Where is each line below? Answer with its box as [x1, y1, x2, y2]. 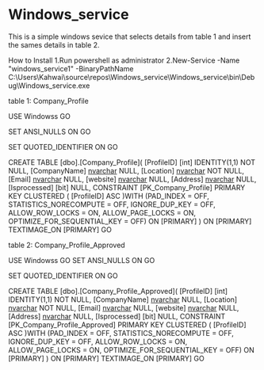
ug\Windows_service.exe [8, 81, 90, 90]
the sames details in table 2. [8, 40, 101, 49]
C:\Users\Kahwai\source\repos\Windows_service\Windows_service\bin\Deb [8, 72, 255, 82]
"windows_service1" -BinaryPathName [8, 63, 134, 73]
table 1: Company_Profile [8, 96, 89, 105]
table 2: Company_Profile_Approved [8, 240, 125, 250]
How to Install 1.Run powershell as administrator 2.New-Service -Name [8, 55, 240, 65]
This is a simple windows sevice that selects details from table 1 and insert [8, 32, 251, 41]
